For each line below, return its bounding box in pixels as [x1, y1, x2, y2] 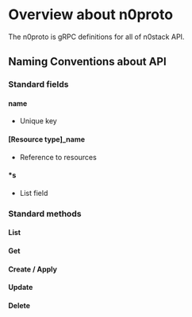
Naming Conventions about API [8, 55, 167, 68]
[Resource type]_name [8, 135, 86, 144]
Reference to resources [19, 152, 97, 162]
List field [19, 188, 48, 198]
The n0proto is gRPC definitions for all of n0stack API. [8, 32, 185, 41]
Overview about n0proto [8, 6, 173, 24]
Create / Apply [8, 264, 58, 274]
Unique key [19, 116, 57, 126]
